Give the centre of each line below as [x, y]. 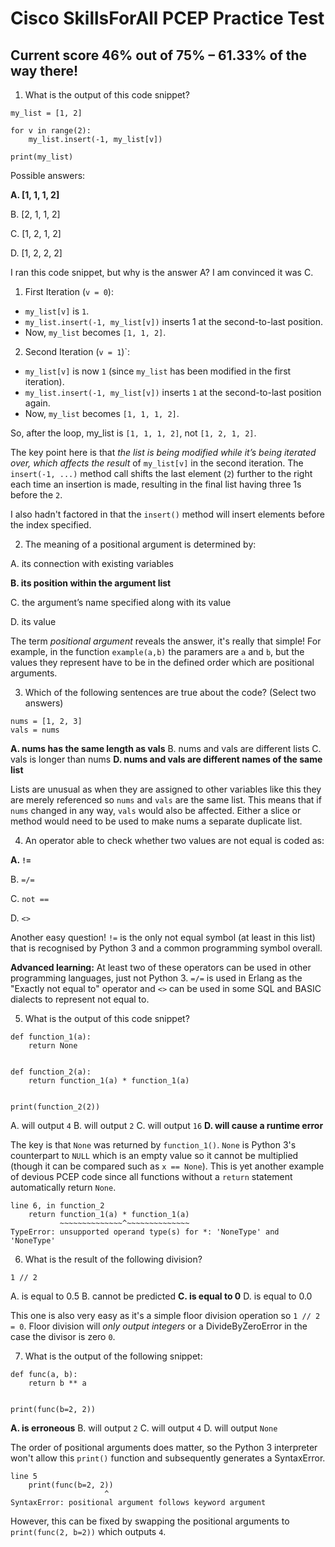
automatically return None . [63, 1187]
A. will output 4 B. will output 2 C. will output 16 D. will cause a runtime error [167, 1125]
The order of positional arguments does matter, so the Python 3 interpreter [164, 1447]
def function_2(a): [51, 1072]
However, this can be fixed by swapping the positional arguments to [150, 1521]
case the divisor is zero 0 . [63, 1336]
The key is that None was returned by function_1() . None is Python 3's [153, 1145]
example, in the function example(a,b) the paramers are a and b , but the [157, 651]
